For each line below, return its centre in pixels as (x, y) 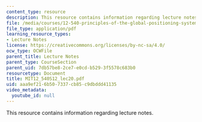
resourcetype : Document (36, 73)
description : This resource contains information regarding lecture (94, 17)
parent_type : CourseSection (41, 62)
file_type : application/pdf (41, 29)
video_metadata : (26, 90)
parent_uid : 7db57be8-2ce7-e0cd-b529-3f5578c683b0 (71, 68)
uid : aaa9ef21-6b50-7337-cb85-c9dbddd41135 (62, 85)
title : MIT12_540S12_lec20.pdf (45, 79)
